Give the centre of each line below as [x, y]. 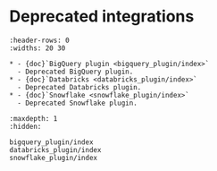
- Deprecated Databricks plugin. [79, 87]
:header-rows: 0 [39, 40]
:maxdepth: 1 [33, 118]
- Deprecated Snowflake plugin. [78, 103]
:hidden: [25, 126]
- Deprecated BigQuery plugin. [75, 72]
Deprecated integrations [102, 17]
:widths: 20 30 [38, 48]
